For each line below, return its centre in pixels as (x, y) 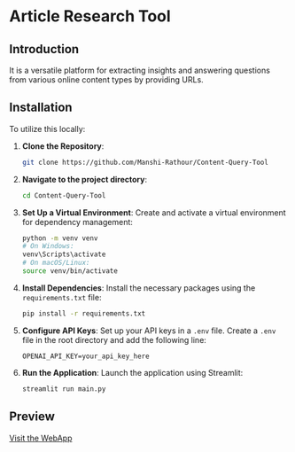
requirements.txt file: (62, 297)
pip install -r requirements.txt (84, 313)
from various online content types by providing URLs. (106, 80)
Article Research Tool (90, 16)
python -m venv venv (60, 238)
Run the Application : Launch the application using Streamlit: (132, 372)
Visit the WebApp (41, 438)
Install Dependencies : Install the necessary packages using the (139, 288)
